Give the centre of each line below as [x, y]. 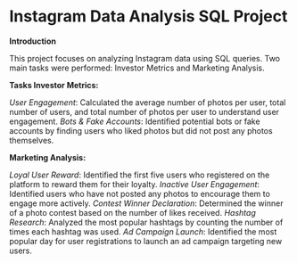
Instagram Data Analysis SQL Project [148, 16]
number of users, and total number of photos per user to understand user [144, 111]
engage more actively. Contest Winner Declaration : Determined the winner [146, 203]
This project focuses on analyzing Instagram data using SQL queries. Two [145, 58]
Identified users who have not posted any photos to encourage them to [140, 193]
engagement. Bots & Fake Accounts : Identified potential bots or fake [135, 121]
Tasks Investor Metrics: [54, 85]
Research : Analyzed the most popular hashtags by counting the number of [146, 222]
